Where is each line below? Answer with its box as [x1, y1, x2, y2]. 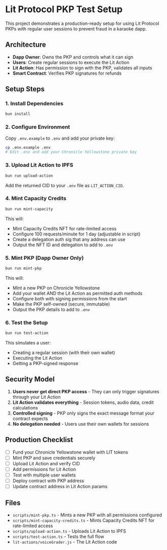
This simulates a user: [5, 340, 51, 346]
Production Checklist [5, 435, 73, 444]
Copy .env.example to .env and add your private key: [5, 135, 115, 141]
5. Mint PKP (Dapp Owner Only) [5, 254, 84, 261]
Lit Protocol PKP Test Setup [5, 4, 123, 15]
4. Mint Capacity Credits [5, 195, 67, 202]
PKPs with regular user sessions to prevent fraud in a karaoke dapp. [5, 25, 147, 31]
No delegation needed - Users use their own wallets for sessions [12, 421, 149, 427]
